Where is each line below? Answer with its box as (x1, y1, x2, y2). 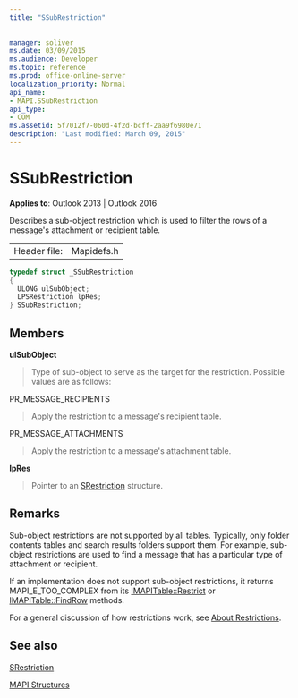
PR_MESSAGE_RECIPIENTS (9, 394, 110, 404)
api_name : (9, 88, 47, 97)
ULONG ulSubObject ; (17, 284, 90, 294)
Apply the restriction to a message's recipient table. (30, 411, 222, 421)
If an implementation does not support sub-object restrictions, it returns (9, 575, 275, 586)
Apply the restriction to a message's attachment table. (30, 446, 232, 456)
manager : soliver (9, 38, 74, 47)
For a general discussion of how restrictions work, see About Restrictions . (9, 612, 282, 623)
